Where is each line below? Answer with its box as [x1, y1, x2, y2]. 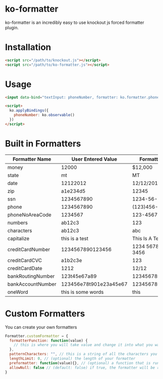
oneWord [7, 289, 28, 295]
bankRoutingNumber [7, 272, 55, 279]
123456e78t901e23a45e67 [61, 281, 128, 288]
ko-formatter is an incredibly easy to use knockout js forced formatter [5, 19, 145, 25]
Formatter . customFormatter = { [5, 333, 68, 339]
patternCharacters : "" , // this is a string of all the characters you [9, 352, 158, 357]
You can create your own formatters [5, 324, 77, 330]
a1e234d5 [61, 187, 86, 194]
